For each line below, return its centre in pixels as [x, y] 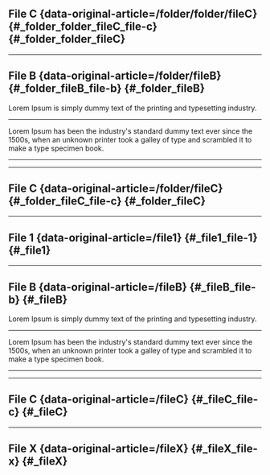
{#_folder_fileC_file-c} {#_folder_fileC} [107, 201]
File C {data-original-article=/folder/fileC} [116, 189]
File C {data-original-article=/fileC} [98, 400]
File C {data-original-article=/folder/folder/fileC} [133, 14]
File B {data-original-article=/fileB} [98, 287]
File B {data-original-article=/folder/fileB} [115, 76]
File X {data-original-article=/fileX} [98, 449]
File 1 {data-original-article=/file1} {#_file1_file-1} [133, 237]
